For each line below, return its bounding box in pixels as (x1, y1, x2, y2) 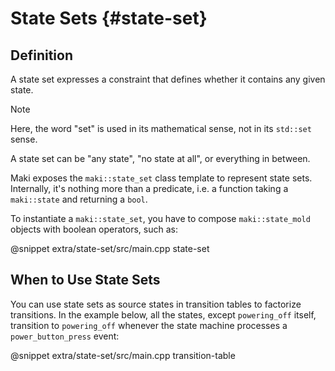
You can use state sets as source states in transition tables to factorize (10, 298, 302, 310)
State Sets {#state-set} (10, 7, 208, 30)
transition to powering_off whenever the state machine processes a (10, 319, 288, 331)
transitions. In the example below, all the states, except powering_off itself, (10, 308, 317, 321)
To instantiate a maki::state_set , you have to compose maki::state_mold (10, 213, 311, 224)
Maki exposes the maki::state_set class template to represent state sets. (10, 172, 313, 184)
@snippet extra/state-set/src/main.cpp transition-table (10, 349, 236, 361)
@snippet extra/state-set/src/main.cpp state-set (10, 243, 210, 254)
